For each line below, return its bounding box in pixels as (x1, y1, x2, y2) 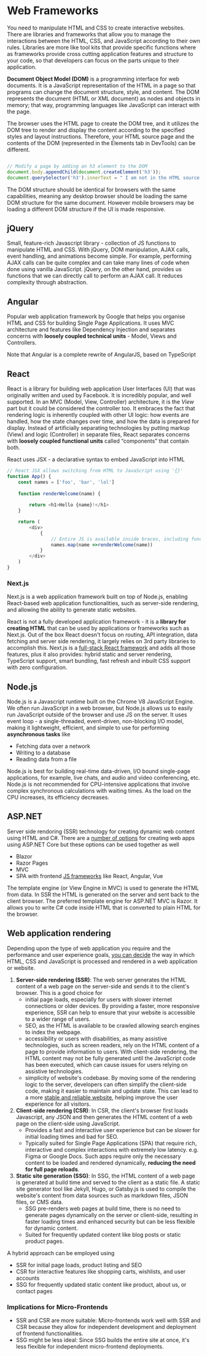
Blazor (15, 852, 33, 860)
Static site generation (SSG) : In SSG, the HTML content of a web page (15, 1172, 195, 1180)
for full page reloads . (25, 1165, 80, 1173)
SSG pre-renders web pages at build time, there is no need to (25, 1205, 181, 1212)
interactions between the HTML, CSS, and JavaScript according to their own (7, 37, 200, 44)
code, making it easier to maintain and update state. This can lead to (25, 1087, 198, 1095)
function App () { (7, 473, 52, 480)
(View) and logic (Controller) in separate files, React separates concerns (7, 431, 190, 438)
